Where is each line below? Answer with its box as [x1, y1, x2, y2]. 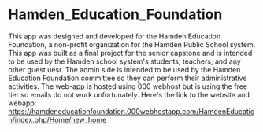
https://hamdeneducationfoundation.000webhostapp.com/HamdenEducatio [8, 106, 255, 115]
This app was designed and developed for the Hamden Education [8, 31, 221, 41]
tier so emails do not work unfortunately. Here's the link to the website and [8, 90, 250, 99]
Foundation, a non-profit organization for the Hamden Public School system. [8, 39, 256, 49]
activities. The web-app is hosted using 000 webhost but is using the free [8, 81, 248, 91]
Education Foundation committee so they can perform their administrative [8, 73, 247, 82]
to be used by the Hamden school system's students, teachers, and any [8, 57, 242, 66]
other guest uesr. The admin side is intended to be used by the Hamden [8, 64, 241, 74]
